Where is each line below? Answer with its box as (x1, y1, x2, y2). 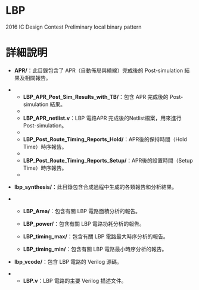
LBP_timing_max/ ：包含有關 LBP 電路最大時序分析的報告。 (23, 233, 169, 240)
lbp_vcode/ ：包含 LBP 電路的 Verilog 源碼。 (14, 258, 123, 265)
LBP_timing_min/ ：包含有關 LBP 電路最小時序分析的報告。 (23, 245, 167, 252)
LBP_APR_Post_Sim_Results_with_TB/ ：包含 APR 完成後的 (23, 93, 169, 100)
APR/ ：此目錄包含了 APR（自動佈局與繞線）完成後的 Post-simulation (14, 67, 184, 74)
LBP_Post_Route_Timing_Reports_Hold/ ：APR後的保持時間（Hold (23, 135, 187, 143)
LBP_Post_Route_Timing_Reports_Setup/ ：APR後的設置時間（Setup (23, 157, 193, 164)
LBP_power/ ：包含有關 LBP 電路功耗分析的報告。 (23, 220, 145, 227)
